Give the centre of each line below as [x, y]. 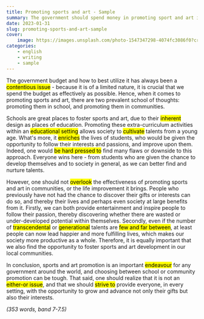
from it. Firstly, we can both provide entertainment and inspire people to [96, 207]
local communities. [30, 253]
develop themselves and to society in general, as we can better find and [97, 163]
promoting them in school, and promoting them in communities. [86, 106]
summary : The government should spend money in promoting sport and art [100, 18]
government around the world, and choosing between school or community [101, 271]
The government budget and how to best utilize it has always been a [92, 81]
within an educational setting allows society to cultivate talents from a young [102, 131]
